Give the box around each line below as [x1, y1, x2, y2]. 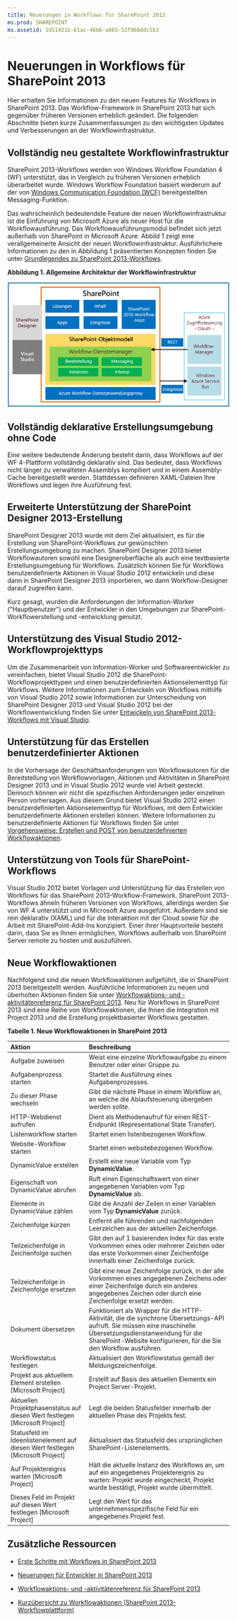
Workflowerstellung [7, 612, 64, 621]
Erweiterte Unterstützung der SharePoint [7, 501, 192, 513]
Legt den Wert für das [88, 1496, 152, 1505]
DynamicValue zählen [10, 1206, 73, 1215]
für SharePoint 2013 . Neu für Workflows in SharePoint [63, 998, 220, 1007]
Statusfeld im [10, 1428, 49, 1436]
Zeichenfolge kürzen [10, 1221, 71, 1229]
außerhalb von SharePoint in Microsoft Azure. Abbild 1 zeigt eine [7, 232, 195, 241]
